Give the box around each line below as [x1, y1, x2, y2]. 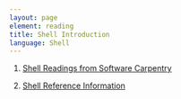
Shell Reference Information [22, 80, 125, 91]
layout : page [9, 13, 58, 22]
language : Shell [9, 38, 70, 48]
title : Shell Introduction [9, 30, 110, 39]
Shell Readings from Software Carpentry [22, 63, 172, 74]
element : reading [9, 22, 74, 31]
